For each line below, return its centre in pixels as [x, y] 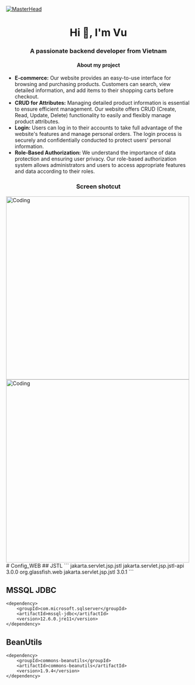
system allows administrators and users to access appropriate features [100, 165]
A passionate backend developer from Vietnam [98, 51]
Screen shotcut [98, 186]
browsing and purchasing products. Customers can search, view [93, 84]
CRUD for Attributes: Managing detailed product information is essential [102, 103]
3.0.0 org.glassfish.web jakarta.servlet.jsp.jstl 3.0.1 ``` [70, 572]
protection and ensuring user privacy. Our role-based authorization [95, 159]
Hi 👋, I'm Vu [98, 33]
